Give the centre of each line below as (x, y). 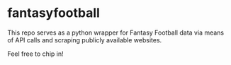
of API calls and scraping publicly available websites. (85, 40)
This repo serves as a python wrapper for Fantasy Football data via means (116, 32)
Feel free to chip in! (35, 54)
